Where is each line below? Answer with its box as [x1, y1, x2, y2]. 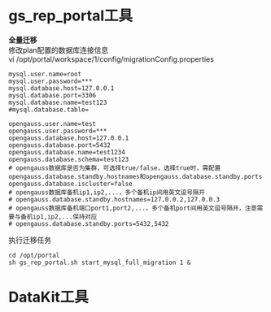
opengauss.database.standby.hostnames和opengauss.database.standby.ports [8, 172, 263, 180]
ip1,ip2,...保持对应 [32, 212, 98, 221]
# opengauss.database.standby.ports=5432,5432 [8, 219, 169, 227]
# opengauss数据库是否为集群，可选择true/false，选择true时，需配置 [8, 163, 221, 172]
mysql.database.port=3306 [8, 91, 96, 99]
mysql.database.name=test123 [8, 98, 107, 106]
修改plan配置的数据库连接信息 [8, 45, 109, 54]
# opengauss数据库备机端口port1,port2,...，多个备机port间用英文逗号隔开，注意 [8, 204, 258, 212]
